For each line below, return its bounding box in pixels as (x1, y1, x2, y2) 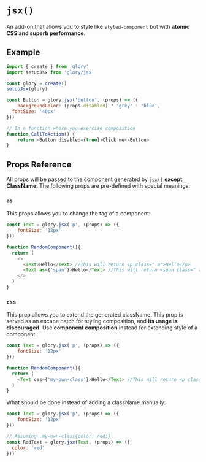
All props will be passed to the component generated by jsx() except (6, 175, 183, 183)
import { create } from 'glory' (6, 63, 89, 69)
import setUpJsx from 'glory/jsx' (6, 69, 95, 75)
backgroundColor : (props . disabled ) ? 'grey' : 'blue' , (17, 103, 161, 109)
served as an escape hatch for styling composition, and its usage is (6, 318, 178, 325)
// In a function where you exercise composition (6, 125, 136, 131)
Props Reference (6, 159, 72, 170)
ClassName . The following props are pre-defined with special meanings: (6, 182, 191, 190)
